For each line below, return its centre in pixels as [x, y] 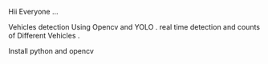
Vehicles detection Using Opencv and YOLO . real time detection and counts [134, 27]
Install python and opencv [51, 51]
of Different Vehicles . [44, 36]
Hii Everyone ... [33, 12]
